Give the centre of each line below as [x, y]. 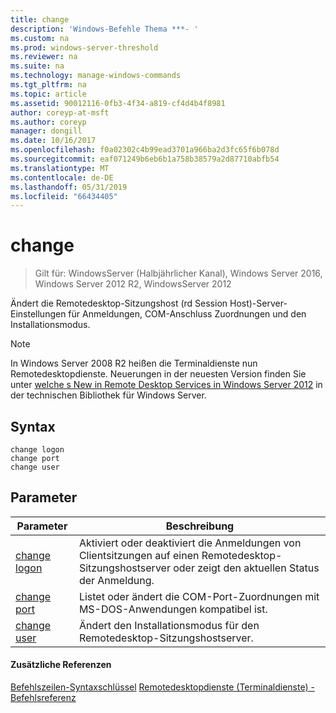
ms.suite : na [37, 66]
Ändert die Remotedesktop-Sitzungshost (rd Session [119, 303]
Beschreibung [200, 526]
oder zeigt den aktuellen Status [246, 568]
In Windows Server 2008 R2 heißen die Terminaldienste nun [134, 363]
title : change [40, 19]
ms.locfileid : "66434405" [64, 196]
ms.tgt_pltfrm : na [48, 85]
